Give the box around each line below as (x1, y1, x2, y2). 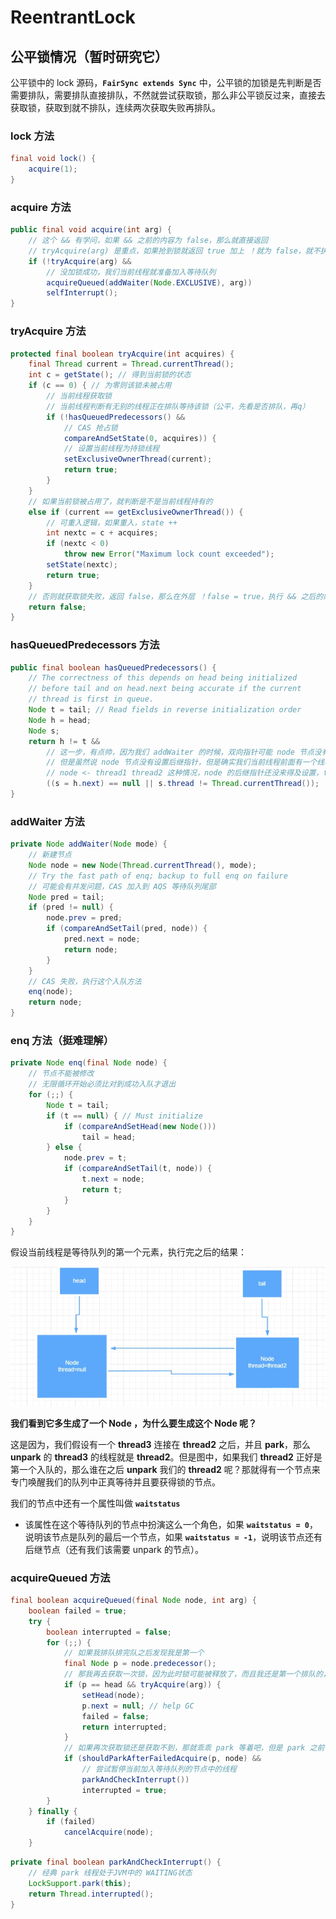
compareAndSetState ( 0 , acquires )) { (63, 433, 217, 443)
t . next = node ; (81, 1174, 145, 1185)
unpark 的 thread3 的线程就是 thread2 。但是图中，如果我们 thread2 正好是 (10, 1451, 323, 1463)
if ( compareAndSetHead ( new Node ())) (63, 1121, 217, 1131)
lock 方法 (10, 129, 55, 143)
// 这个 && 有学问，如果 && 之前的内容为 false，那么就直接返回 (28, 236, 268, 246)
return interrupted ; (81, 1722, 168, 1732)
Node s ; (28, 726, 60, 736)
